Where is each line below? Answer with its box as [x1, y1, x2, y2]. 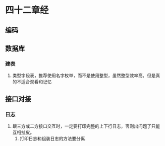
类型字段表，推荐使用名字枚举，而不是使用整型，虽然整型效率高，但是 [12, 73, 156, 78]
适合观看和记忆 [21, 79, 52, 85]
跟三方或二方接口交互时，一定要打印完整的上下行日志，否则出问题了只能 [12, 123, 160, 129]
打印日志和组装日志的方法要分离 [19, 135, 85, 142]
